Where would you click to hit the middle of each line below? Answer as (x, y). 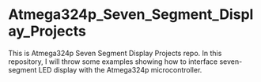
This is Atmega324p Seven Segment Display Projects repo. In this (115, 53)
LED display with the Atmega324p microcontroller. (120, 69)
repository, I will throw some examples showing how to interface (113, 61)
